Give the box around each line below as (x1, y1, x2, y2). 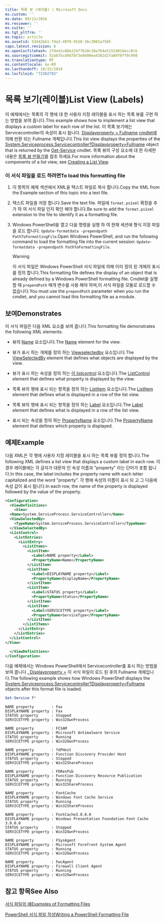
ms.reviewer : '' (5, 21, 38, 26)
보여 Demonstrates (5, 309, 62, 318)
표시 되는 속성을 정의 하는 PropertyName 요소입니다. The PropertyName (12, 417, 153, 423)
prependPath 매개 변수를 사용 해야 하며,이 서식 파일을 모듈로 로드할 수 (23, 282, 156, 288)
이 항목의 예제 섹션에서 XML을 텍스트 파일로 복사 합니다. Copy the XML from (12, 184, 160, 190)
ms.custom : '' (5, 12, 34, 17)
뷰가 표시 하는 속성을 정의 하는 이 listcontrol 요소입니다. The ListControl (12, 370, 150, 376)
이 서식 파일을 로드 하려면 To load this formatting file (5, 172, 126, 179)
